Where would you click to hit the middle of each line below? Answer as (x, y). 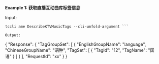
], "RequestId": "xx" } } (44, 56)
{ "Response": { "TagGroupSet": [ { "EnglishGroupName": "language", (76, 44)
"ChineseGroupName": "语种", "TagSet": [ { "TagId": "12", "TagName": (76, 50)
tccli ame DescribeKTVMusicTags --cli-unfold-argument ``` (67, 27)
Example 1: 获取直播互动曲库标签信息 (43, 8)
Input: (11, 17)
